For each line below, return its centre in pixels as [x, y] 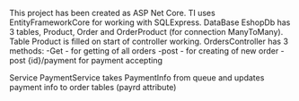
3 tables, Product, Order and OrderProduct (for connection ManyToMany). [146, 32]
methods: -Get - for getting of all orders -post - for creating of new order [144, 51]
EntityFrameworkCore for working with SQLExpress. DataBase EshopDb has [150, 22]
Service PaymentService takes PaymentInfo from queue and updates [137, 78]
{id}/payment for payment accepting [95, 60]
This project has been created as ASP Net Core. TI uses [112, 13]
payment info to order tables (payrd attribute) [93, 87]
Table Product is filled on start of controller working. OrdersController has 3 [149, 41]
